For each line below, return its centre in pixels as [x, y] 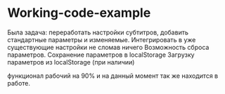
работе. [19, 83]
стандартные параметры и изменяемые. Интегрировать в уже [102, 39]
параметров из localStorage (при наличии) [71, 62]
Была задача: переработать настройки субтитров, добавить [98, 32]
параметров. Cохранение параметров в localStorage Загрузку [101, 55]
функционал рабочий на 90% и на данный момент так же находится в [113, 76]
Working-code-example [79, 13]
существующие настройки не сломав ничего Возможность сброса [108, 47]
